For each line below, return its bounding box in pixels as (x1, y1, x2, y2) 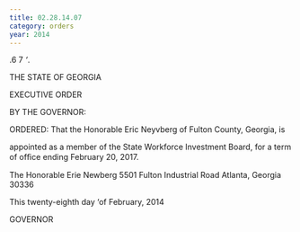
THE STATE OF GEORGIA (9, 72, 101, 83)
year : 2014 (9, 30, 50, 39)
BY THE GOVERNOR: (9, 107, 87, 118)
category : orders (9, 22, 75, 31)
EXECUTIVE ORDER (9, 89, 83, 100)
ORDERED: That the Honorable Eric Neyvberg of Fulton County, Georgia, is (9, 124, 286, 135)
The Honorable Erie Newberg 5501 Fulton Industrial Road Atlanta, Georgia (9, 170, 281, 181)
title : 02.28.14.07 (9, 13, 83, 22)
